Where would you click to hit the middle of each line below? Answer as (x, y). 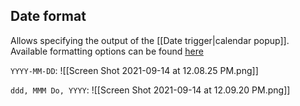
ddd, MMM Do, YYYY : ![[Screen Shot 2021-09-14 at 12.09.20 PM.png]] (150, 90)
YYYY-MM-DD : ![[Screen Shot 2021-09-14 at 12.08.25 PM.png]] (134, 70)
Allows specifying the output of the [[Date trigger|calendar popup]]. (150, 40)
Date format (48, 16)
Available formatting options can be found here (107, 51)
